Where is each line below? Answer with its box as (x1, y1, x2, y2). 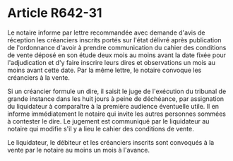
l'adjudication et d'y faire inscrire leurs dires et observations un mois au (7, 58, 216, 66)
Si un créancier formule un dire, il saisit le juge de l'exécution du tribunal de (7, 87, 227, 95)
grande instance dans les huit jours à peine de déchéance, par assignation (7, 94, 225, 103)
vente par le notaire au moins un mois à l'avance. (7, 145, 150, 154)
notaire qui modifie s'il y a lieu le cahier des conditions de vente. (7, 124, 194, 133)
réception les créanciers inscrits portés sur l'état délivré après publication (7, 35, 222, 44)
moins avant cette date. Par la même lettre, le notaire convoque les (7, 66, 202, 74)
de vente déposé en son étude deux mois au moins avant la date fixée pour (7, 51, 227, 59)
